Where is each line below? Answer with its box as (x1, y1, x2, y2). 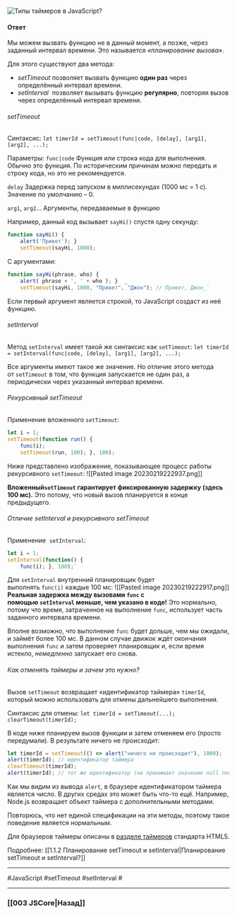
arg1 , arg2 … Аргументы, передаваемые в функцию (7, 204, 160, 212)
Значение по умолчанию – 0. (7, 190, 95, 199)
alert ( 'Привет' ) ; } (20, 238, 78, 245)
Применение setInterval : (7, 536, 86, 544)
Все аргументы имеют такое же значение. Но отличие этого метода (7, 362, 214, 371)
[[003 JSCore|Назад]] (7, 898, 86, 908)
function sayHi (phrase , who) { (7, 271, 99, 279)
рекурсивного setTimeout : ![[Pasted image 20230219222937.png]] (7, 469, 203, 477)
